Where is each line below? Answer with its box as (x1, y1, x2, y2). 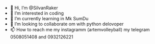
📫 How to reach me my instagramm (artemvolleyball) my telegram (10, 27, 150, 32)
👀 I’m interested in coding (10, 10, 64, 16)
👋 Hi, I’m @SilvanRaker (10, 5, 58, 11)
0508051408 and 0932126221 (10, 34, 73, 40)
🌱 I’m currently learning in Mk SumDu (10, 16, 89, 21)
